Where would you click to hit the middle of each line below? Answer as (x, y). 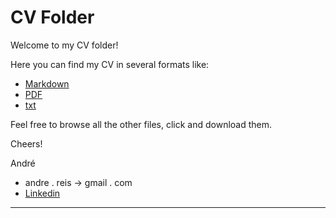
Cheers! (26, 143)
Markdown (47, 83)
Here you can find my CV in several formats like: (110, 64)
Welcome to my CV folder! (64, 45)
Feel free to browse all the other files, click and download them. (141, 124)
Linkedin (42, 193)
